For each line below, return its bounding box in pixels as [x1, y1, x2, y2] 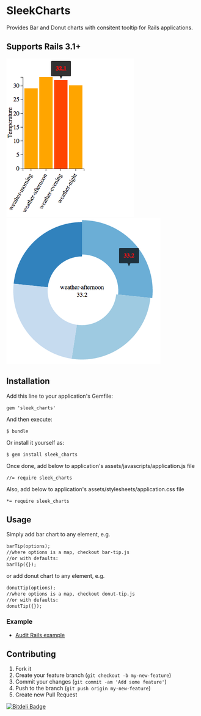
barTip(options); [6, 543, 51, 550]
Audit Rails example [15, 631, 65, 638]
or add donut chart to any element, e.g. [6, 572, 105, 580]
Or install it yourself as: [6, 439, 64, 446]
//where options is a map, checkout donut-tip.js [6, 591, 136, 597]
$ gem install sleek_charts [6, 451, 78, 458]
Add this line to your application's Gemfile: [6, 392, 113, 400]
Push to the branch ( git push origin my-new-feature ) [15, 685, 151, 692]
